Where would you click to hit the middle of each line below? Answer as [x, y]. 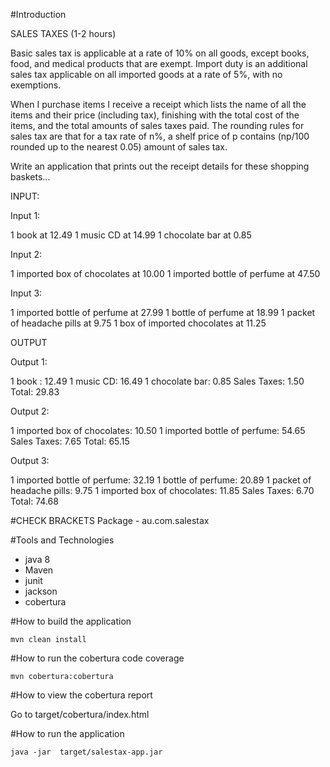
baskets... [30, 177]
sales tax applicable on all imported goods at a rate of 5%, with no [146, 74]
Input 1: [25, 215]
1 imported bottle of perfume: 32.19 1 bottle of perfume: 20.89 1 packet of [161, 480]
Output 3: [30, 460]
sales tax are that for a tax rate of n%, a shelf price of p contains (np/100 [160, 136]
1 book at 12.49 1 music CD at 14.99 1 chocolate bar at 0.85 [131, 235]
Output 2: [30, 411]
